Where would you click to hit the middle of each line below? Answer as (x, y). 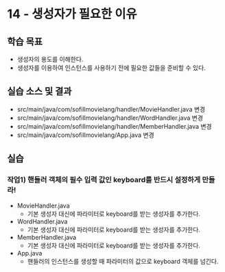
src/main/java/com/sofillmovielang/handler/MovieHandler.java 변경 (111, 109)
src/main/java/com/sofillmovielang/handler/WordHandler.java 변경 (110, 118)
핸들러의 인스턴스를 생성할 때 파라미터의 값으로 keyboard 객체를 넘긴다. (123, 261)
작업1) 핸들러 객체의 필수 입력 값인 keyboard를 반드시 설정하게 (104, 180)
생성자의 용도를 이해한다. (50, 59)
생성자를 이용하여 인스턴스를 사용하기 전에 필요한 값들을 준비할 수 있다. (111, 68)
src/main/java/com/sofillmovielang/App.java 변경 (85, 135)
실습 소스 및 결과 (39, 91)
